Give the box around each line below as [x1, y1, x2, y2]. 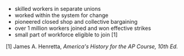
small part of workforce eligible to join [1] [14, 31, 118, 38]
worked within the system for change [14, 12, 109, 19]
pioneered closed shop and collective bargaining [14, 18, 138, 25]
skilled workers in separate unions [14, 5, 101, 12]
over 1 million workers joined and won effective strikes [14, 24, 151, 32]
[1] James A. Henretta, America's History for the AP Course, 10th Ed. [6, 43, 178, 50]
